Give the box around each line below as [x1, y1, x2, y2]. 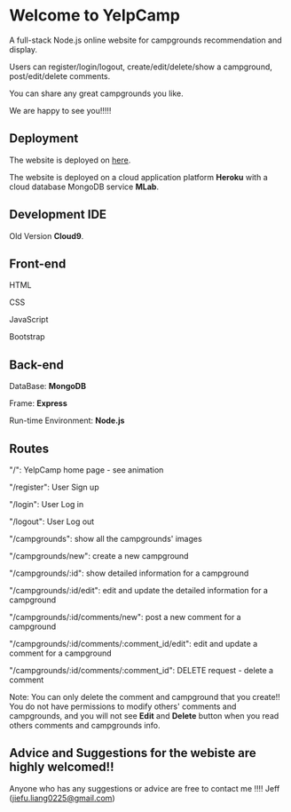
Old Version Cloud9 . [9, 230, 84, 241]
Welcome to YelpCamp [9, 5, 180, 26]
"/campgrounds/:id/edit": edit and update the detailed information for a [9, 585, 269, 595]
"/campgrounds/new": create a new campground [9, 551, 189, 561]
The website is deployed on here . [9, 155, 131, 165]
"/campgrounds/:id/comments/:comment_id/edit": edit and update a [9, 639, 258, 649]
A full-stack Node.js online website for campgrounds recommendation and [9, 35, 282, 45]
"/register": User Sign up [9, 482, 99, 492]
